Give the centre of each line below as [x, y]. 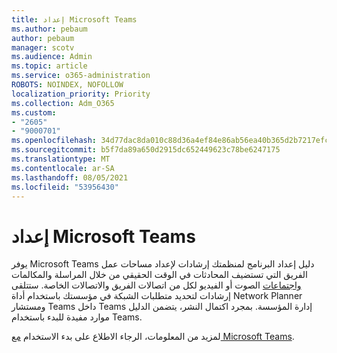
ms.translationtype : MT [61, 159]
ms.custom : [34, 112]
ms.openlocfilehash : [54, 141]
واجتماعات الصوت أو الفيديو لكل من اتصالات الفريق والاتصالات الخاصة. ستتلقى [156, 285]
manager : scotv [43, 47]
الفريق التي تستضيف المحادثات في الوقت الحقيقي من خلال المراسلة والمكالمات [159, 275]
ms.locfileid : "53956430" [65, 187]
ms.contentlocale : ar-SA [63, 168]
